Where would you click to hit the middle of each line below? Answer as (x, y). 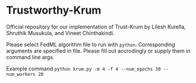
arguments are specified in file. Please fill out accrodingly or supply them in (99, 50)
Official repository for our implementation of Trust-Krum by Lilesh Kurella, (96, 27)
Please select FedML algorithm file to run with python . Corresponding (91, 44)
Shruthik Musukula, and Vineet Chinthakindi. (60, 33)
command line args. (30, 57)
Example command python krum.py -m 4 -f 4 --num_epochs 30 (84, 68)
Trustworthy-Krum (54, 10)
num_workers (21, 74)
